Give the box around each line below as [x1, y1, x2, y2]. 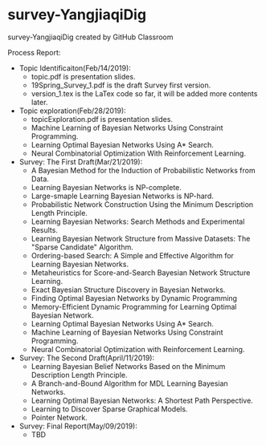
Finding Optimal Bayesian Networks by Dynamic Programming [31, 293, 238, 302]
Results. [31, 225, 58, 234]
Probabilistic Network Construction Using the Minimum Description [31, 199, 254, 209]
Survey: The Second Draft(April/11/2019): [18, 353, 155, 363]
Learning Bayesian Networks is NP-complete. [31, 182, 182, 192]
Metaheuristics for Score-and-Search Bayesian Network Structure [31, 267, 251, 278]
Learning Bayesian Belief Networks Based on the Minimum [31, 361, 226, 371]
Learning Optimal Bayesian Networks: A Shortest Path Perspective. [31, 395, 254, 405]
